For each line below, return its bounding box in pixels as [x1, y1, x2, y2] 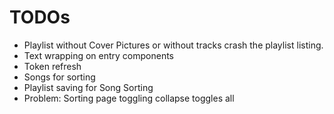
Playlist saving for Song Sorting [23, 81, 154, 93]
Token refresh [23, 60, 82, 72]
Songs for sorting [23, 71, 96, 83]
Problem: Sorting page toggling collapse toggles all [23, 92, 235, 104]
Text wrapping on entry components [23, 49, 175, 61]
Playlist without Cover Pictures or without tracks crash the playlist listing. [23, 39, 324, 51]
